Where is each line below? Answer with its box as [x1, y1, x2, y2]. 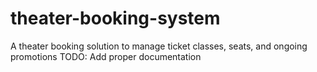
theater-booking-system [10, 7, 221, 30]
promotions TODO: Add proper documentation [10, 50, 202, 62]
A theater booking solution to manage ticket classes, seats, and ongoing [10, 40, 308, 52]
